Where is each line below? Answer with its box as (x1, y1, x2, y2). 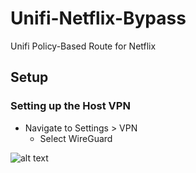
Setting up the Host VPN (10, 99, 131, 113)
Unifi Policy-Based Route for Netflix (10, 40, 157, 52)
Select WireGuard (39, 132, 113, 144)
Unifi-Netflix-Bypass (10, 7, 187, 30)
